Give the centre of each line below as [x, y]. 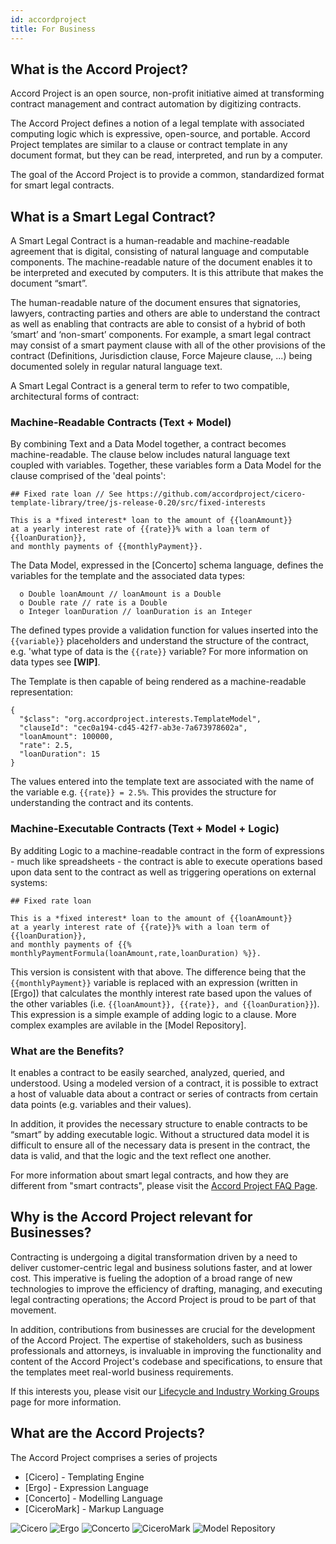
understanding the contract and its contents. [102, 803]
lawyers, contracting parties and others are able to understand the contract [165, 313]
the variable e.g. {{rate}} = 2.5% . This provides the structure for [143, 792]
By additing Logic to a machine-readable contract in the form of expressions [167, 850]
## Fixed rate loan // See [66, 494]
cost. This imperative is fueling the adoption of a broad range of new [151, 1278]
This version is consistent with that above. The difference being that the [158, 972]
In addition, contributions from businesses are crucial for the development [163, 1329]
